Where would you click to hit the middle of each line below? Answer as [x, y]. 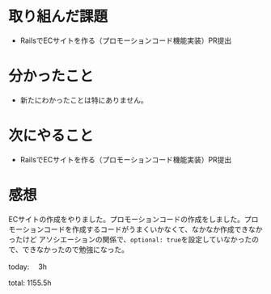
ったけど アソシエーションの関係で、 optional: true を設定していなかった [130, 239]
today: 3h [28, 267]
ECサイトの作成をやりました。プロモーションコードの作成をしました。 [127, 219]
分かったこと [51, 76]
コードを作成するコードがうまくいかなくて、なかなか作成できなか [153, 229]
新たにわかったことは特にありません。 [84, 100]
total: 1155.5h [30, 283]
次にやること [51, 136]
